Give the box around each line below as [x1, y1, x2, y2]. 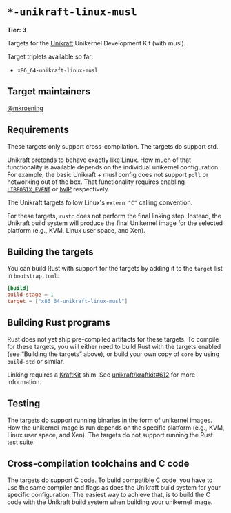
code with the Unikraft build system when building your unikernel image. [7, 498, 213, 506]
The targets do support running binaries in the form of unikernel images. [7, 416, 212, 424]
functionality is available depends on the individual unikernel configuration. [7, 163, 221, 171]
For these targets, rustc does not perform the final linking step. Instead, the [7, 211, 222, 220]
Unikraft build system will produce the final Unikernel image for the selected [7, 219, 223, 227]
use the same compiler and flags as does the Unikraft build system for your [7, 483, 221, 492]
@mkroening [7, 104, 43, 112]
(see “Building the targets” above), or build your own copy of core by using [7, 350, 219, 358]
